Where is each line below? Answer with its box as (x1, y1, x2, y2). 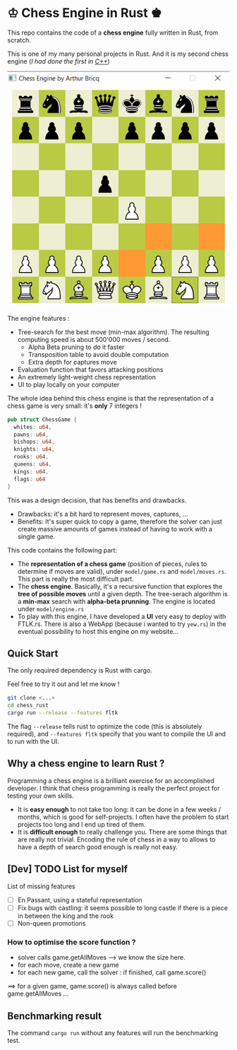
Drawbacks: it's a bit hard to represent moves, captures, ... (17, 509, 188, 518)
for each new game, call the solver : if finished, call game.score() (17, 968, 207, 977)
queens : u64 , (13, 461, 52, 468)
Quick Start (7, 648, 59, 659)
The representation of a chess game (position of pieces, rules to (17, 560, 207, 568)
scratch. (7, 35, 32, 44)
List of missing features (7, 882, 75, 890)
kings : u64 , (13, 468, 49, 475)
